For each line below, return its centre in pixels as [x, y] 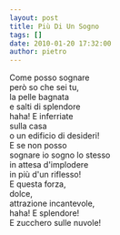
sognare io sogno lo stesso [60, 155]
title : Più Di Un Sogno [55, 26]
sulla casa [28, 126]
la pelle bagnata [40, 97]
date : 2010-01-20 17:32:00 [60, 43]
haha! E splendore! [45, 213]
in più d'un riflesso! [45, 175]
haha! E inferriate [41, 117]
